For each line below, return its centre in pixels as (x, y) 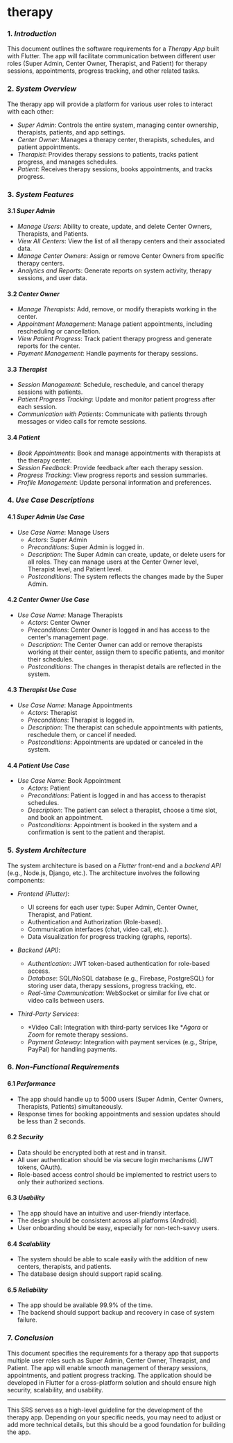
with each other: (31, 111)
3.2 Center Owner (34, 294)
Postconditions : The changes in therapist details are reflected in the (124, 666)
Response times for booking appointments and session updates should (119, 1114)
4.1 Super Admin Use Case (46, 517)
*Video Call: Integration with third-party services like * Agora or (118, 1027)
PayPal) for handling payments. (72, 1049)
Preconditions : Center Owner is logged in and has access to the (119, 630)
